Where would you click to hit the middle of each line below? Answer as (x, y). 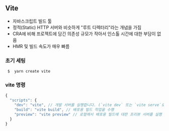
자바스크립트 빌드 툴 (32, 21)
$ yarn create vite (29, 72)
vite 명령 (15, 85)
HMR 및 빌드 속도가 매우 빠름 (41, 46)
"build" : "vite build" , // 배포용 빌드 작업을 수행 (64, 110)
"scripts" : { (23, 100)
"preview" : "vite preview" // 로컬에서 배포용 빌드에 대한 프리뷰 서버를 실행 (88, 114)
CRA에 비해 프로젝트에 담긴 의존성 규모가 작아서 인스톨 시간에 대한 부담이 (84, 34)
